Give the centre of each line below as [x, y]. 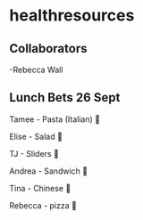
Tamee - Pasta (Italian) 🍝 [55, 119]
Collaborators [48, 49]
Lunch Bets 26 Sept [65, 98]
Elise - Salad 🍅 [36, 136]
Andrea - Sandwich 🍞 [48, 171]
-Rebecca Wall [36, 69]
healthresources [72, 16]
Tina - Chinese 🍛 [40, 188]
